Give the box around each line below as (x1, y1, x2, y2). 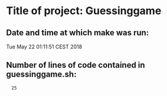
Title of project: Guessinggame (6, 4, 162, 18)
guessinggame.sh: (6, 69, 77, 80)
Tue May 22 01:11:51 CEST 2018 (6, 43, 83, 50)
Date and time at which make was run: (6, 28, 149, 38)
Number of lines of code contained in (6, 60, 146, 70)
